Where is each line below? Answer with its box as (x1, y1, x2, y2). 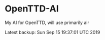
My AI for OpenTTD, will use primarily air (5, 19, 89, 25)
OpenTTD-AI (5, 3, 59, 14)
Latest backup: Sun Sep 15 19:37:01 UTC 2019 (5, 29, 100, 35)
